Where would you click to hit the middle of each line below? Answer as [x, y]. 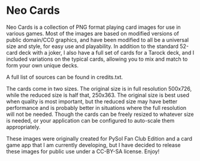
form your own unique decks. [43, 65]
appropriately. [23, 127]
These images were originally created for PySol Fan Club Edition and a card [99, 138]
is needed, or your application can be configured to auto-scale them [90, 120]
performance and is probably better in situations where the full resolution [96, 108]
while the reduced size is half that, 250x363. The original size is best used [98, 95]
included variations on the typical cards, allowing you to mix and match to [97, 59]
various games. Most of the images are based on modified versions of [93, 33]
